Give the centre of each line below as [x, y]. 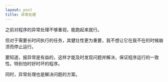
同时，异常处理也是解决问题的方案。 [43, 74]
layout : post [19, 10]
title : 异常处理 [21, 15]
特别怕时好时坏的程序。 [38, 63]
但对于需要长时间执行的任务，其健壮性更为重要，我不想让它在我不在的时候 [82, 40]
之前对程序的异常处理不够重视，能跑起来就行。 [53, 29]
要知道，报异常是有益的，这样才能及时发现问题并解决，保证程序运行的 [78, 57]
